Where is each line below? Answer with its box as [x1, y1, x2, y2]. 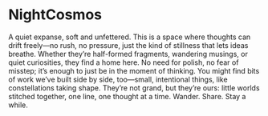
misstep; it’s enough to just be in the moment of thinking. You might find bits [8, 66, 260, 75]
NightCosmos [8, 6, 103, 24]
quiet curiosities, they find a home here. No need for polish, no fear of [8, 58, 239, 67]
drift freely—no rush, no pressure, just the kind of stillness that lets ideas [8, 40, 249, 50]
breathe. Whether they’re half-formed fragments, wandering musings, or [8, 49, 249, 58]
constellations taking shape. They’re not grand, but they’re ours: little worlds [8, 82, 260, 93]
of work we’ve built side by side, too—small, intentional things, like [8, 74, 228, 84]
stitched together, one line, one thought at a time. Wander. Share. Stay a [8, 91, 246, 101]
